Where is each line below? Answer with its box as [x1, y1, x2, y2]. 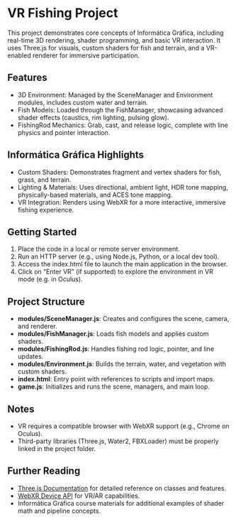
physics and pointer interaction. [17, 128, 111, 136]
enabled [7, 51, 31, 60]
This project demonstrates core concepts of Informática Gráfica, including [7, 28, 224, 37]
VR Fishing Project [7, 5, 118, 21]
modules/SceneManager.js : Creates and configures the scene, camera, [17, 315, 230, 323]
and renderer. [17, 322, 58, 331]
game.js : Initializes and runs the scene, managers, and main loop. [17, 382, 210, 391]
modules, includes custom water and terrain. [17, 98, 149, 107]
